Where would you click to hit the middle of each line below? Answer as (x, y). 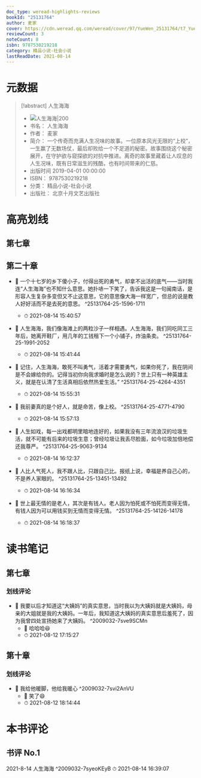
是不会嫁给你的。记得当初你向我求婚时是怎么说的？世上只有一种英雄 (99, 374)
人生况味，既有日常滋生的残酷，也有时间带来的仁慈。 (95, 163)
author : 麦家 (22, 23)
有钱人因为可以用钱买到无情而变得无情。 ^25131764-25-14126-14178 (99, 510)
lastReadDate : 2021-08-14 (38, 56)
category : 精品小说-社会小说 (39, 51)
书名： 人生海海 (49, 126)
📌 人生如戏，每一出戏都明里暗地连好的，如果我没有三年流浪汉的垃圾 (98, 431)
